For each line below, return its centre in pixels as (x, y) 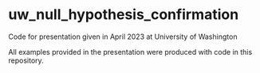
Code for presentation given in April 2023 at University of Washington (123, 36)
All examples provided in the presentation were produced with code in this (130, 52)
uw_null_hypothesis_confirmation (124, 15)
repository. (26, 60)
